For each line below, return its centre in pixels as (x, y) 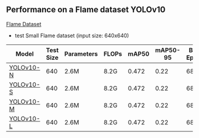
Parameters (81, 54)
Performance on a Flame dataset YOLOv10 (86, 10)
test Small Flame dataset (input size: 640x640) (72, 36)
